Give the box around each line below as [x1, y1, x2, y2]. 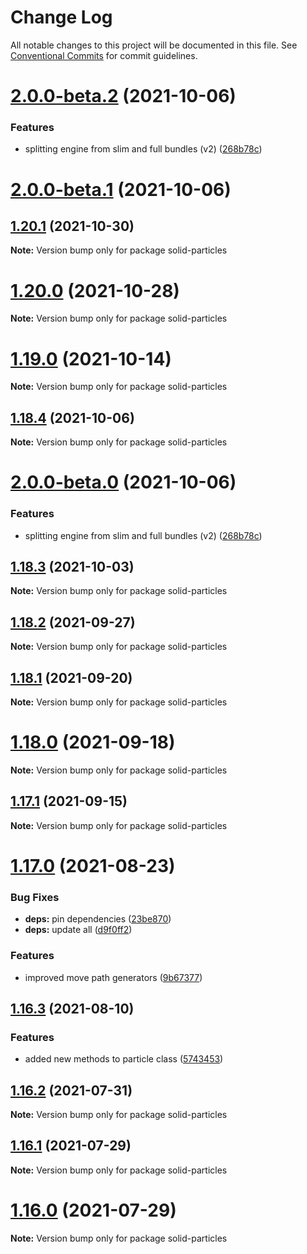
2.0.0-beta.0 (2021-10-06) [10, 471, 237, 494]
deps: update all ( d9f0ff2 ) [24, 924, 133, 936]
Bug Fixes [10, 890, 60, 904]
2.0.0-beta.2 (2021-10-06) [10, 85, 237, 108]
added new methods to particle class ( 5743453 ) [24, 1053, 224, 1065]
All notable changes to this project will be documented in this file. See [10, 39, 298, 51]
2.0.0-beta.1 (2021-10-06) [10, 178, 232, 201]
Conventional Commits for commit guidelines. [10, 49, 198, 61]
